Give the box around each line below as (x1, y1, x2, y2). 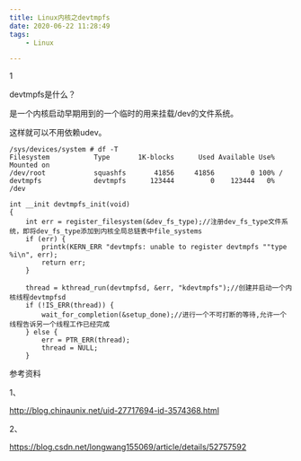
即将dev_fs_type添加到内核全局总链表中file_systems (22, 227, 203, 236)
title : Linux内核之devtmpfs (9, 13, 111, 22)
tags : (9, 30, 30, 39)
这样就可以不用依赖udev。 (9, 127, 107, 138)
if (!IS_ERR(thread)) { (25, 301, 115, 310)
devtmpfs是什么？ (9, 89, 76, 100)
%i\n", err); (9, 250, 58, 260)
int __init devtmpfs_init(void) (9, 200, 130, 209)
